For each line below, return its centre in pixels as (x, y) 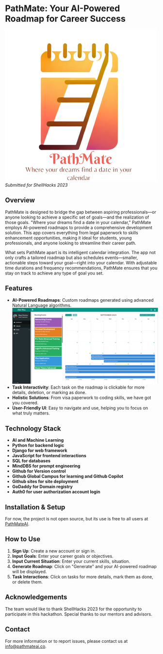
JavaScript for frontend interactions (49, 456)
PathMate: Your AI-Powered (63, 9)
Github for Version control (39, 471)
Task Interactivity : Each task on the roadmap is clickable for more (78, 387)
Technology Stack (33, 428)
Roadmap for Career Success (65, 19)
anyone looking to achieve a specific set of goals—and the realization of (77, 217)
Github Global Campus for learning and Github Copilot (68, 476)
